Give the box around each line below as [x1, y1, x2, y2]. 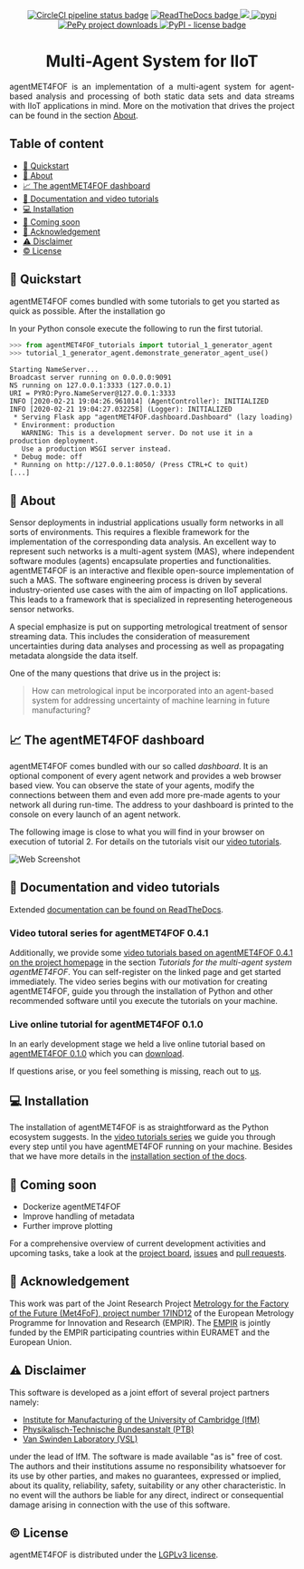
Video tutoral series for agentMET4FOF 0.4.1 [9, 926, 209, 939]
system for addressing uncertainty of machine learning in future [31, 695, 271, 707]
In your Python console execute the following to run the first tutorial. [9, 323, 263, 334]
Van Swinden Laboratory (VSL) [22, 1433, 138, 1444]
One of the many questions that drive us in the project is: [9, 668, 222, 679]
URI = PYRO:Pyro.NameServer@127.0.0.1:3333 [9, 389, 176, 398]
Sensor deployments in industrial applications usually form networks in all [9, 517, 284, 528]
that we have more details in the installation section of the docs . [9, 1151, 247, 1162]
